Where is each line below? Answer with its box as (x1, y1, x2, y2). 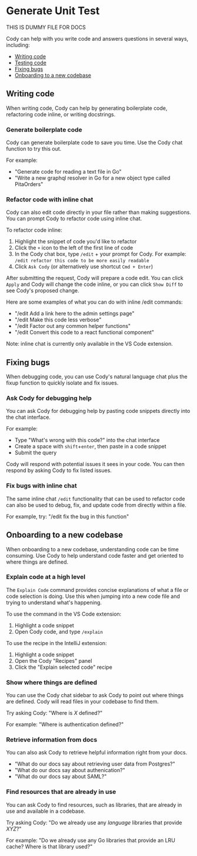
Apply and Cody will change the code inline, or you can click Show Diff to (6, 281, 183, 288)
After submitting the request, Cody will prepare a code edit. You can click (6, 275, 183, 282)
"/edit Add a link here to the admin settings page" (14, 310, 135, 317)
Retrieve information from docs (6, 735, 98, 744)
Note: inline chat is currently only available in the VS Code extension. (6, 340, 173, 347)
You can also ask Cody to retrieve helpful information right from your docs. (6, 749, 188, 756)
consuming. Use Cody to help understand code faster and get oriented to (6, 552, 184, 559)
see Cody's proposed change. (6, 287, 79, 294)
